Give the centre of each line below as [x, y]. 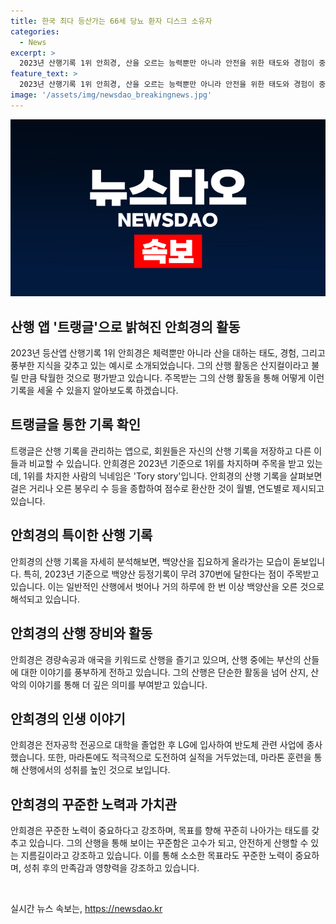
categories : [35, 31]
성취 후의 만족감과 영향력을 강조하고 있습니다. [111, 868]
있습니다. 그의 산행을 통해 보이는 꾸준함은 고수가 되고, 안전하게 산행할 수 [168, 843]
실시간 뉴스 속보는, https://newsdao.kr [86, 909]
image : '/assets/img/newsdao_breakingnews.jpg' [111, 95]
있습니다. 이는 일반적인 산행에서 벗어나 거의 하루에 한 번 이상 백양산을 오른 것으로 [167, 586]
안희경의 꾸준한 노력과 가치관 [94, 804]
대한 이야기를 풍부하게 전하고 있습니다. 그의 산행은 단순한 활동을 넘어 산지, [164, 672]
